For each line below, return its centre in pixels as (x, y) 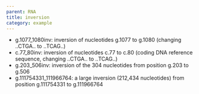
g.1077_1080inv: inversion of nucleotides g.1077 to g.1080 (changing (98, 40)
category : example (29, 23)
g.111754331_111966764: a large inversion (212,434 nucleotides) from (99, 78)
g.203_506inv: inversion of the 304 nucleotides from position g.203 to (102, 65)
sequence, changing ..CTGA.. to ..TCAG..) (66, 59)
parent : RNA (21, 12)
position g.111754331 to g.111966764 (59, 84)
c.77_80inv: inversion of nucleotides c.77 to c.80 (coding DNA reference (104, 53)
